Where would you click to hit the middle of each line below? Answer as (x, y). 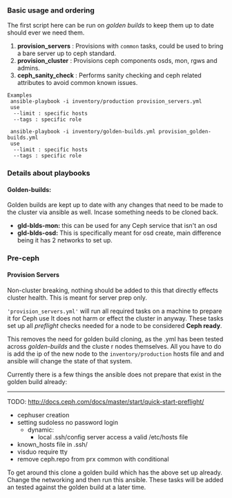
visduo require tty (42, 452)
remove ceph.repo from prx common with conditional (93, 459)
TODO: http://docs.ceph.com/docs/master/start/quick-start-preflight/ (106, 401)
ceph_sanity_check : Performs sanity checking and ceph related (109, 75)
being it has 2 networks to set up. (65, 240)
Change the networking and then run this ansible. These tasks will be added (115, 479)
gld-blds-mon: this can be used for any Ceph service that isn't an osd (117, 226)
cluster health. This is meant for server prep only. (77, 297)
